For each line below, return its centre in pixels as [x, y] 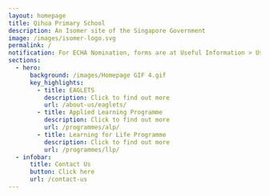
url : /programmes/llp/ [82, 150]
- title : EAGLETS [66, 90]
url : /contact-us [58, 180]
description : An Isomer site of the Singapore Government [107, 30]
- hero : [28, 68]
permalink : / [30, 46]
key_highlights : [56, 82]
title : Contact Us [60, 165]
